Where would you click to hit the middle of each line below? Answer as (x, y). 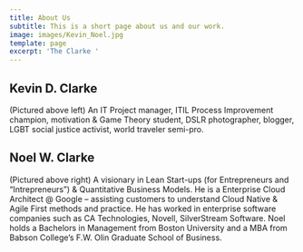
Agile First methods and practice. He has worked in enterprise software (143, 208)
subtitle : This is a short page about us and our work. (117, 26)
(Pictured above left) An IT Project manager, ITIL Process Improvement (142, 110)
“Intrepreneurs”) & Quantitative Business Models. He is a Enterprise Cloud (147, 189)
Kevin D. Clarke (54, 88)
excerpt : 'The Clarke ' (54, 52)
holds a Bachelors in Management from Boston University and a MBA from (148, 228)
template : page (38, 43)
